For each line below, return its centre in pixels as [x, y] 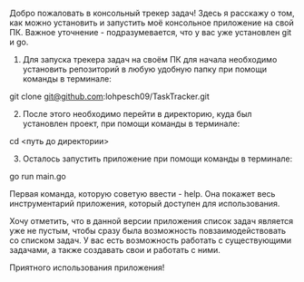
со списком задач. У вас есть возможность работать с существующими [151, 240]
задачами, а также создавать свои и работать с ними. [115, 250]
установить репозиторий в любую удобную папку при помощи [145, 69]
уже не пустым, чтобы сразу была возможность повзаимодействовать [148, 231]
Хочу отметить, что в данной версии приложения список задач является [151, 221]
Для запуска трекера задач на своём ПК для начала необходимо [150, 59]
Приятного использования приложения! [87, 267]
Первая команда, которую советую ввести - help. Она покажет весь [142, 194]
